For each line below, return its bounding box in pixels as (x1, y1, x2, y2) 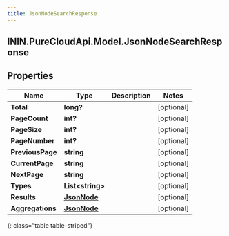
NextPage (10, 170, 43, 179)
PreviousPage (10, 147, 57, 156)
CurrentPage (10, 158, 54, 168)
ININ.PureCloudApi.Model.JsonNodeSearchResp (7, 36, 223, 48)
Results (10, 192, 37, 201)
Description (111, 91, 151, 100)
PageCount (10, 114, 48, 123)
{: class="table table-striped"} (7, 221, 93, 229)
